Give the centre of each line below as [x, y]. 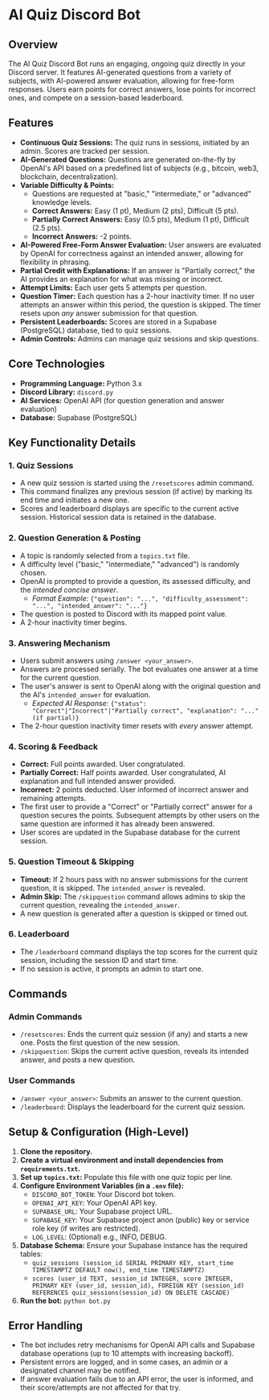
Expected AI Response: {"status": [89, 703]
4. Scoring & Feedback [53, 746]
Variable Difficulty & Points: [67, 185]
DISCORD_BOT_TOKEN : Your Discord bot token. [104, 1194]
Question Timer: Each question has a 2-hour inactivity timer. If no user [137, 296]
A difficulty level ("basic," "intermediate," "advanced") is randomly [130, 564]
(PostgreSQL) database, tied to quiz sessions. [96, 330]
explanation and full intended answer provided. [98, 782]
